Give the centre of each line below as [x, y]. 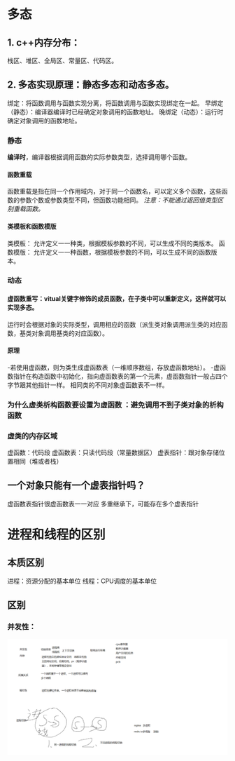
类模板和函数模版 [32, 226]
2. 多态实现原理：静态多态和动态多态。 [91, 85]
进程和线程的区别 [57, 535]
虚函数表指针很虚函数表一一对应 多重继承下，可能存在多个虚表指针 [103, 504]
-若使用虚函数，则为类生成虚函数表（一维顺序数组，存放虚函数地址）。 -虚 [114, 367]
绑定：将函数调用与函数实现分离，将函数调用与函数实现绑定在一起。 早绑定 [115, 103]
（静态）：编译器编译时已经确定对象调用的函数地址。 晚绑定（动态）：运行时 [115, 112]
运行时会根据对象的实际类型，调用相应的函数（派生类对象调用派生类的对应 [114, 324]
